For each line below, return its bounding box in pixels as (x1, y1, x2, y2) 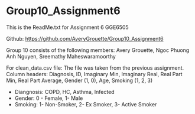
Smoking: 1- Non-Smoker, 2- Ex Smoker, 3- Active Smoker (14, 100, 157, 108)
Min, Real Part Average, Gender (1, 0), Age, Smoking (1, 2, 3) (6, 77, 153, 84)
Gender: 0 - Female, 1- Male (14, 95, 83, 102)
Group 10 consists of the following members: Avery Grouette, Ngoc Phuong (6, 46, 190, 54)
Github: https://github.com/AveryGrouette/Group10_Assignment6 (6, 35, 164, 42)
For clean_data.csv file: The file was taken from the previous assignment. (6, 64, 184, 71)
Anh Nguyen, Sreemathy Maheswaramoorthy (6, 53, 116, 60)
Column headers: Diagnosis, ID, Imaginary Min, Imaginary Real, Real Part (6, 70, 183, 77)
